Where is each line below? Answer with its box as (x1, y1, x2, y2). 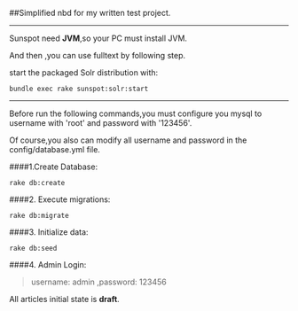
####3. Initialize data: (9, 227, 89, 237)
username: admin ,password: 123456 (30, 276, 167, 287)
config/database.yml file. (9, 144, 100, 154)
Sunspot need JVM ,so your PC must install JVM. (9, 33, 188, 43)
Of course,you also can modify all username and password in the (9, 135, 247, 145)
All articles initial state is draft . (9, 294, 120, 304)
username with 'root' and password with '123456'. (9, 118, 192, 128)
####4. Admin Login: (9, 260, 87, 269)
